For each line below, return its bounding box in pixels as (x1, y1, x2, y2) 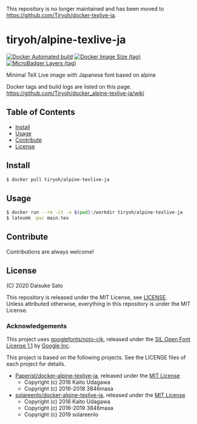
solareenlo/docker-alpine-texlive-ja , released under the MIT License (15, 391, 186, 398)
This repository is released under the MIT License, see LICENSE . (6, 293, 168, 301)
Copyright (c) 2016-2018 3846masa (24, 384, 114, 392)
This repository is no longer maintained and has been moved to (6, 5, 164, 12)
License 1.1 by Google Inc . (6, 342, 71, 349)
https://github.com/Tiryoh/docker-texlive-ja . (6, 12, 117, 19)
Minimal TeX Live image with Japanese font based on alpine (6, 71, 156, 78)
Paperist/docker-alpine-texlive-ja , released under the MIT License (15, 372, 180, 379)
